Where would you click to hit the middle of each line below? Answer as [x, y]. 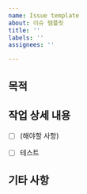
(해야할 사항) [39, 136]
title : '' [25, 30]
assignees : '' [32, 45]
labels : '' [26, 38]
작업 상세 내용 [40, 115]
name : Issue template [44, 15]
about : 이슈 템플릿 [36, 23]
